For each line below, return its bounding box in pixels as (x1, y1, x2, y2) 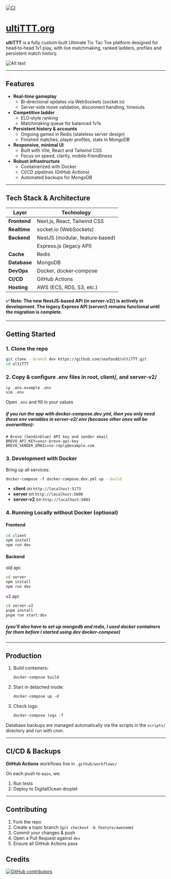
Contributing (6, 805, 47, 814)
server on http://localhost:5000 (13, 491, 83, 497)
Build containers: (13, 665, 49, 671)
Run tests (13, 780, 33, 786)
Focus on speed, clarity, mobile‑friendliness (20, 153, 113, 159)
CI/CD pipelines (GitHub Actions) (20, 168, 90, 175)
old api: (6, 565, 22, 571)
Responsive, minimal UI (13, 141, 64, 148)
